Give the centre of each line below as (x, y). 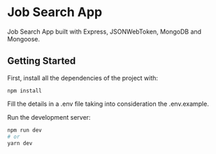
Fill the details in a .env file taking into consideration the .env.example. (108, 104)
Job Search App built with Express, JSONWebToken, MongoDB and (104, 31)
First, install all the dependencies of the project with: (83, 78)
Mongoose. (24, 38)
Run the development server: (49, 117)
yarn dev (20, 143)
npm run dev (24, 130)
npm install (24, 91)
